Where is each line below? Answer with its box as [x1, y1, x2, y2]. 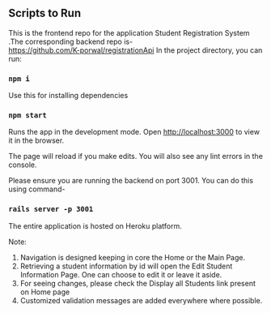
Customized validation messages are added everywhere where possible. [19, 295, 263, 305]
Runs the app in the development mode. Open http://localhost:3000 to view [8, 127, 260, 137]
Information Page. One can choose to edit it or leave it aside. [19, 269, 222, 279]
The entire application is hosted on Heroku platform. [8, 221, 182, 230]
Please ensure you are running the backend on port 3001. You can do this [8, 176, 253, 186]
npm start [8, 111, 47, 120]
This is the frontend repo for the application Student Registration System [8, 28, 250, 37]
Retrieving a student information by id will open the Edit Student [19, 261, 233, 271]
